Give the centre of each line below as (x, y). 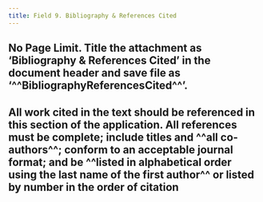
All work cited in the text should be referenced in (132, 113)
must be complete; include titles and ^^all (113, 138)
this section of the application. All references (123, 125)
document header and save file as (95, 73)
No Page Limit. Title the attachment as (105, 48)
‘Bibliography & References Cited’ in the (110, 61)
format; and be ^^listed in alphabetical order (120, 162)
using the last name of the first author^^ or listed (131, 175)
